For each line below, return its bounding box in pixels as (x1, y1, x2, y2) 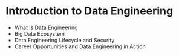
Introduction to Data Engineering (5, 4, 174, 18)
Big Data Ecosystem (14, 30, 65, 37)
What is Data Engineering (14, 24, 78, 31)
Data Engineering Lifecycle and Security (14, 36, 115, 43)
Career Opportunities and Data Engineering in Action (14, 43, 146, 50)
